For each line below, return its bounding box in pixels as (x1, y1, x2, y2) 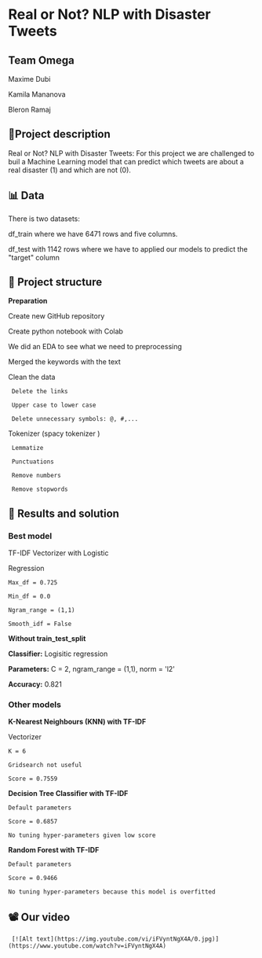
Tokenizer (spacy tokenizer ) (8, 429, 100, 438)
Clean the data (8, 372, 56, 382)
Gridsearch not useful (8, 761, 82, 769)
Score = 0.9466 (8, 875, 58, 882)
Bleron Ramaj (8, 105, 51, 114)
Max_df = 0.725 (8, 579, 58, 587)
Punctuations (11, 458, 55, 466)
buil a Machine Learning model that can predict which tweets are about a (8, 157, 245, 166)
